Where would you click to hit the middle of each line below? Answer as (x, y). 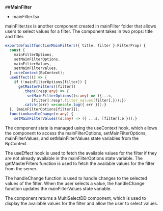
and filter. (15, 37)
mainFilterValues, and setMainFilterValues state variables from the (72, 138)
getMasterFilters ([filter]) (47, 86)
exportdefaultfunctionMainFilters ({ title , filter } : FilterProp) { (76, 46)
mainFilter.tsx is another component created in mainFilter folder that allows (81, 26)
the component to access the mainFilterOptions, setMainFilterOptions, (76, 133)
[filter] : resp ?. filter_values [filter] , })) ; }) (79, 100)
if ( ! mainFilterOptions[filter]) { (50, 82)
